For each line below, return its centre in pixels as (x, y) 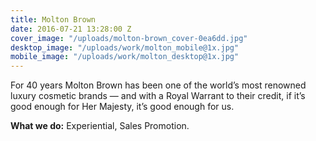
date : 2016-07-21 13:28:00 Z (71, 29)
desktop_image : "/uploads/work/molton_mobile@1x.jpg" (125, 47)
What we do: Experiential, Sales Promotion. (100, 126)
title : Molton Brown (53, 19)
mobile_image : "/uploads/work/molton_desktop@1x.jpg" (125, 57)
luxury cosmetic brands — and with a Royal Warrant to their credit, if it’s (158, 96)
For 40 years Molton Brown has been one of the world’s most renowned (158, 85)
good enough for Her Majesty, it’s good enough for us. (122, 107)
